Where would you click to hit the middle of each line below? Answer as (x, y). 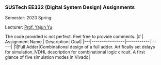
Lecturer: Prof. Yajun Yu (29, 27)
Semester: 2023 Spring (28, 18)
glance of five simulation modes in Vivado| (48, 57)
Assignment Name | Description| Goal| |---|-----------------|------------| (78, 42)
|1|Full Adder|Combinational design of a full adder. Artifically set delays (84, 47)
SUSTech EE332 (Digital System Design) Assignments (70, 7)
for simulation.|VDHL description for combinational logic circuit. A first (75, 52)
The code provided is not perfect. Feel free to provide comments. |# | (74, 37)
